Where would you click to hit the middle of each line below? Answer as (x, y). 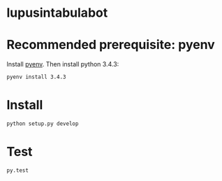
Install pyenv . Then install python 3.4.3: (63, 64)
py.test (18, 170)
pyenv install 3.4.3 (37, 77)
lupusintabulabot (57, 13)
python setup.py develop (43, 124)
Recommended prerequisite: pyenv (111, 45)
